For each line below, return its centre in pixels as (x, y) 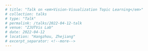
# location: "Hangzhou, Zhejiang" (40, 37)
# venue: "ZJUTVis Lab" (29, 28)
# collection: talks (26, 14)
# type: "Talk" (21, 18)
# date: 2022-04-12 (25, 32)
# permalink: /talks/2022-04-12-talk (44, 23)
